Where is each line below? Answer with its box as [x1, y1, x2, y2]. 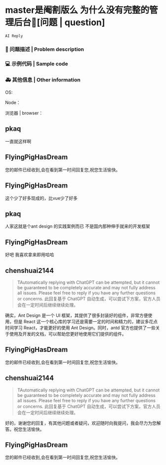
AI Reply [5, 33, 23, 39]
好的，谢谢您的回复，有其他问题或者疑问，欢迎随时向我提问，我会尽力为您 [5, 420, 157, 426]
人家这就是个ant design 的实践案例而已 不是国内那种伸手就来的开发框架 [5, 223, 150, 230]
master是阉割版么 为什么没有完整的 [5, 4, 150, 16]
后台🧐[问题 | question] [14, 17, 105, 28]
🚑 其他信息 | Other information [5, 76, 81, 83]
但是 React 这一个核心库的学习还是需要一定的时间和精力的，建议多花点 [13, 318, 158, 324]
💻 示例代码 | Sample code [5, 60, 68, 67]
